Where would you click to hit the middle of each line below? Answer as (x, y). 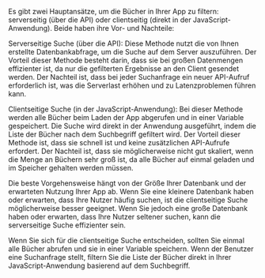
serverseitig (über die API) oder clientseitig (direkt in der (100, 20)
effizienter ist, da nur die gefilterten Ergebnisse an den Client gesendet (124, 69)
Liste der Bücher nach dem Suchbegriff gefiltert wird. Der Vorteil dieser (125, 134)
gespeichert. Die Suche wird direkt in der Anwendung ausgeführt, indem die (132, 126)
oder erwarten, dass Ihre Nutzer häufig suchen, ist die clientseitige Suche (128, 200)
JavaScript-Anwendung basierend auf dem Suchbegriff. (99, 265)
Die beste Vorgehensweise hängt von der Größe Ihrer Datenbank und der (127, 183)
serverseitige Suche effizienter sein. (67, 225)
